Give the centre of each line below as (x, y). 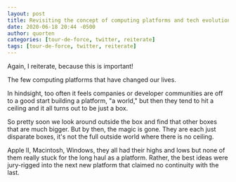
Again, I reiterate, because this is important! (70, 66)
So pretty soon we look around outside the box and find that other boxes (112, 122)
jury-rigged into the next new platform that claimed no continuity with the (113, 165)
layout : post (26, 14)
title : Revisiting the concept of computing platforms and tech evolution (119, 20)
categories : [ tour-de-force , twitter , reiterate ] (81, 40)
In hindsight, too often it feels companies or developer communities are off (115, 93)
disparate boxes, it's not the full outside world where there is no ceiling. (111, 136)
